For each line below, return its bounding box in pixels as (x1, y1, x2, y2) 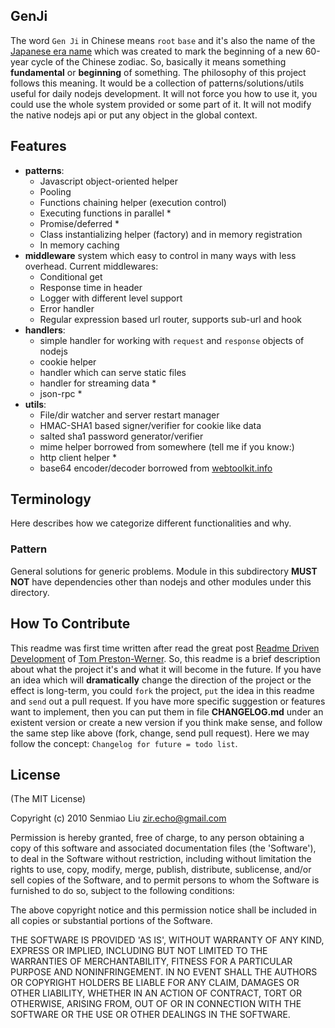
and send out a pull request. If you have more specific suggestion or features (10, 695, 326, 707)
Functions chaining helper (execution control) (39, 196, 227, 208)
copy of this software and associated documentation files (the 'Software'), (10, 842, 317, 854)
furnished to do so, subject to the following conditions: (10, 885, 235, 897)
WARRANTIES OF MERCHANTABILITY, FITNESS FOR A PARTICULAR (10, 955, 293, 968)
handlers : (24, 324, 66, 336)
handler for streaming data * (39, 377, 157, 389)
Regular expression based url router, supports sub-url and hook (39, 313, 302, 325)
